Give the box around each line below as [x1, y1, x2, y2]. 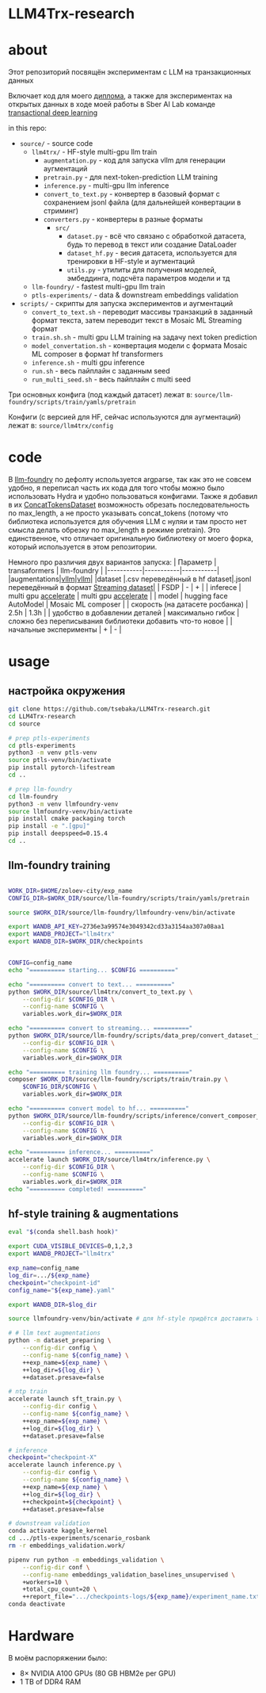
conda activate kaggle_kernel [8, 1527, 108, 1535]
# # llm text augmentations [8, 1329, 101, 1337]
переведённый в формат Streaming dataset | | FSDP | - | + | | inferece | [8, 583, 241, 592]
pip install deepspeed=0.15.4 [8, 829, 108, 837]
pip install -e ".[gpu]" [8, 822, 90, 830]
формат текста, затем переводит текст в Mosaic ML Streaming [31, 316, 242, 325]
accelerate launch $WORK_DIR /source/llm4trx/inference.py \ [8, 1155, 211, 1164]
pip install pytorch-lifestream [8, 764, 115, 772]
